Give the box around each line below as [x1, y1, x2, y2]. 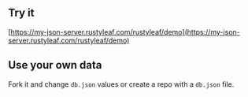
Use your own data [8, 58, 102, 72]
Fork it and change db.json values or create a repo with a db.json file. [8, 79, 235, 89]
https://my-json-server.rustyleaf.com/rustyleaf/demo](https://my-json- [10, 27, 240, 36]
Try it [8, 6, 35, 20]
